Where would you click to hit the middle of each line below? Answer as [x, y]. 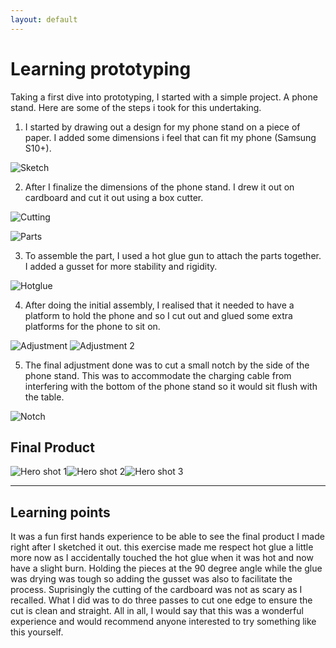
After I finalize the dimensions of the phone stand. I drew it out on [159, 187]
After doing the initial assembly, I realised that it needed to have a [159, 305]
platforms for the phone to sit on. [92, 326]
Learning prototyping [101, 68]
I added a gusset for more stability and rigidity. [121, 266]
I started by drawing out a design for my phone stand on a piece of [162, 127]
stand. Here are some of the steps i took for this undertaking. [136, 107]
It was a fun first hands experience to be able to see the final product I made [167, 537]
